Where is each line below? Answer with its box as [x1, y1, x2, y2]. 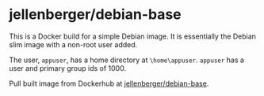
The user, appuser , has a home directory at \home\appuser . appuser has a [9, 55, 245, 65]
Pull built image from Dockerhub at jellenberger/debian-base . [9, 79, 209, 88]
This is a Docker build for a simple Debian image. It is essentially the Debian [9, 31, 257, 41]
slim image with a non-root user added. [9, 39, 138, 49]
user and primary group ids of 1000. [9, 63, 126, 72]
